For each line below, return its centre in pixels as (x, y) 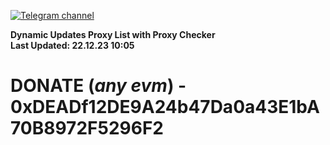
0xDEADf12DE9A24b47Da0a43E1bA (165, 107)
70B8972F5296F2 (87, 128)
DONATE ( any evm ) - (98, 86)
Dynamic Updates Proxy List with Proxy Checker (113, 34)
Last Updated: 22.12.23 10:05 (72, 45)
